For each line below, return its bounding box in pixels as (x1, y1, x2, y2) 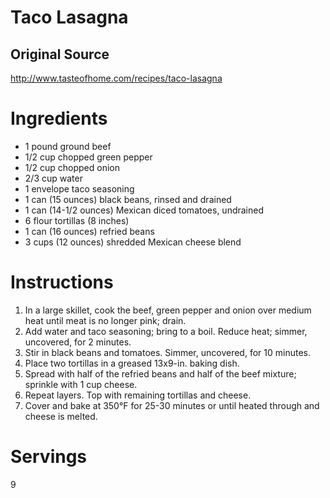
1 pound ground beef (24, 140, 112, 152)
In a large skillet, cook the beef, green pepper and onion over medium (24, 304, 312, 316)
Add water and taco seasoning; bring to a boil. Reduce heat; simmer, (24, 325, 308, 337)
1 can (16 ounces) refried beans (24, 225, 155, 237)
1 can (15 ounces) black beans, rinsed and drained (24, 193, 232, 205)
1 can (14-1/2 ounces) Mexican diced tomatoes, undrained (24, 204, 265, 216)
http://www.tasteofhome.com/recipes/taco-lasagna (10, 72, 223, 84)
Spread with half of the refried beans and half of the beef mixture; (24, 367, 297, 380)
